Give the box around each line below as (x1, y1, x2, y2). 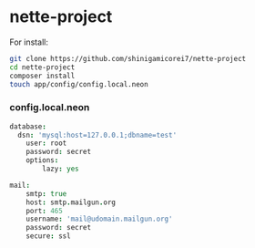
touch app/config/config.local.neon (9, 79, 148, 88)
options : (25, 156, 59, 165)
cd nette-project (9, 62, 76, 72)
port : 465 (25, 206, 64, 215)
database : (9, 121, 47, 131)
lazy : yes (42, 164, 79, 174)
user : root (25, 139, 67, 148)
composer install (9, 71, 76, 80)
